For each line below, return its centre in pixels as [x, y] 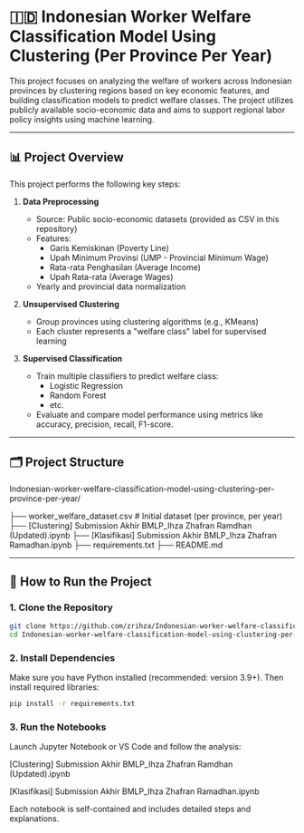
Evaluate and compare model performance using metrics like [150, 414]
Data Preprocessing [61, 201]
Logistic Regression [86, 385]
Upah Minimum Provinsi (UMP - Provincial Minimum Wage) [159, 257]
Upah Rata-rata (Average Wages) [111, 276]
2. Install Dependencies [62, 657]
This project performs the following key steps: [95, 184]
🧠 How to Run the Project [81, 581]
